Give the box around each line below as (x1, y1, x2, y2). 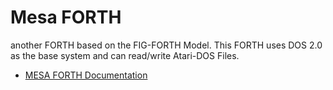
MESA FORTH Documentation (24, 69, 148, 81)
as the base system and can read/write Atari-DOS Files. (10, 49, 240, 61)
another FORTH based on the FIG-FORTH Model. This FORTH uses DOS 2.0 (10, 39, 323, 51)
